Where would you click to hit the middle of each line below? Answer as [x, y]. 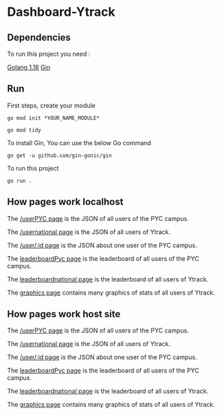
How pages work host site [64, 314]
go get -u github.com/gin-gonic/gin [59, 156]
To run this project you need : [49, 54]
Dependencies [39, 38]
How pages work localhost [65, 202]
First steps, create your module [52, 105]
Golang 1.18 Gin [29, 67]
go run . [20, 181]
